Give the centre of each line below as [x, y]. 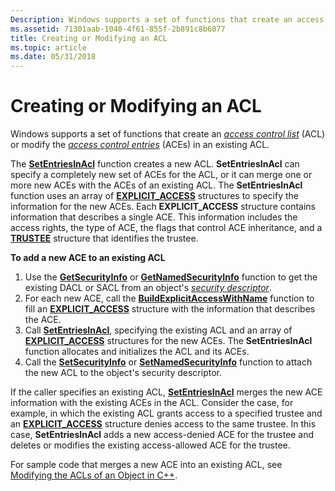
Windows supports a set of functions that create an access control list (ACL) [168, 134]
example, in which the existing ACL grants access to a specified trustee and [166, 413]
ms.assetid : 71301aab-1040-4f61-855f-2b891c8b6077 [118, 29]
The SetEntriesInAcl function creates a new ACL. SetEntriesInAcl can [155, 164]
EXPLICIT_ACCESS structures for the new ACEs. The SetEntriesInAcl [168, 341]
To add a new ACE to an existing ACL [88, 258]
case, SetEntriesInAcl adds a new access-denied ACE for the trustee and [162, 435]
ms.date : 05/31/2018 [53, 57]
